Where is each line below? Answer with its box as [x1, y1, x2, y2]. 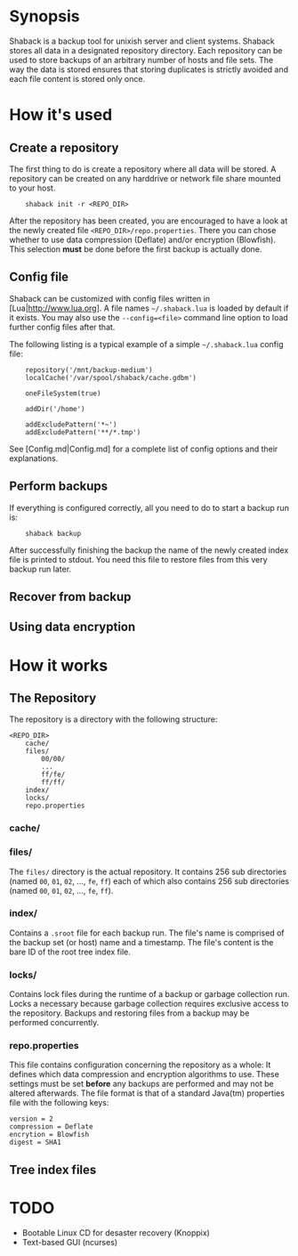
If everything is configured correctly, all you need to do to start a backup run [9, 502, 289, 513]
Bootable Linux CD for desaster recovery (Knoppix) [21, 1227, 211, 1238]
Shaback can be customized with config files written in [9, 293, 211, 304]
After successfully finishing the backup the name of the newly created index [9, 545, 289, 555]
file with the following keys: [9, 1098, 109, 1108]
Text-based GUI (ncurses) [21, 1236, 118, 1247]
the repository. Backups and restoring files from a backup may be [9, 1008, 250, 1018]
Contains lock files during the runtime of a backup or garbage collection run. [9, 989, 290, 1000]
